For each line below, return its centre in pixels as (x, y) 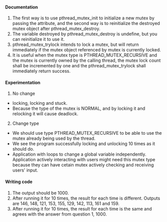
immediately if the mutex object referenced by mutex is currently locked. (86, 50)
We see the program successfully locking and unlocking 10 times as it (84, 144)
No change (24, 94)
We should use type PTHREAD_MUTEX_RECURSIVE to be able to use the (87, 133)
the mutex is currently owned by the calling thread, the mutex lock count (86, 60)
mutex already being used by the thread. (54, 138)
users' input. (25, 170)
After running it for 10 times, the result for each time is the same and (82, 209)
